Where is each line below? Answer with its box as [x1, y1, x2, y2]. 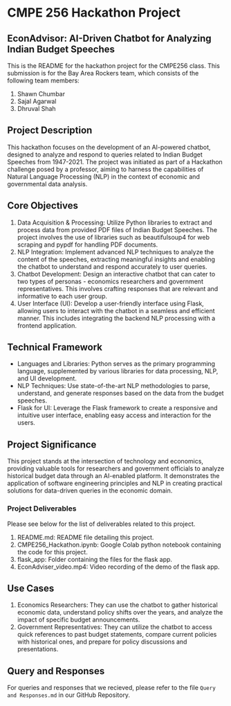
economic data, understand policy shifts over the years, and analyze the [17, 608, 223, 617]
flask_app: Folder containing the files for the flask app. [17, 555, 173, 563]
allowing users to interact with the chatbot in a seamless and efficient [17, 306, 216, 315]
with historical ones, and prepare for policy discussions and [17, 637, 187, 646]
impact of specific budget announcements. [17, 615, 140, 624]
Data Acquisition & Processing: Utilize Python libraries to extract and [17, 218, 212, 227]
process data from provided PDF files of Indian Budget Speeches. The [17, 225, 218, 233]
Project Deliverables [7, 504, 77, 513]
